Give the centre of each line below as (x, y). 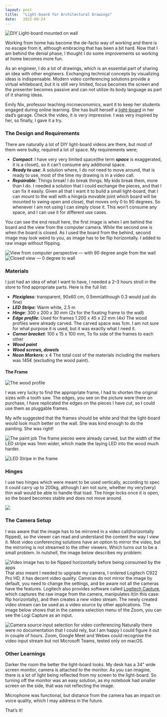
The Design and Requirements (42, 134)
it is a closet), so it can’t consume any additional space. (69, 165)
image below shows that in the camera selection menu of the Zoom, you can (83, 610)
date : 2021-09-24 (25, 19)
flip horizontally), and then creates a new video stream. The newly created (81, 599)
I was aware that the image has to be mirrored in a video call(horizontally (80, 531)
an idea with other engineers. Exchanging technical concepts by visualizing (82, 74)
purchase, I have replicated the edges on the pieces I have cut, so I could (80, 403)
